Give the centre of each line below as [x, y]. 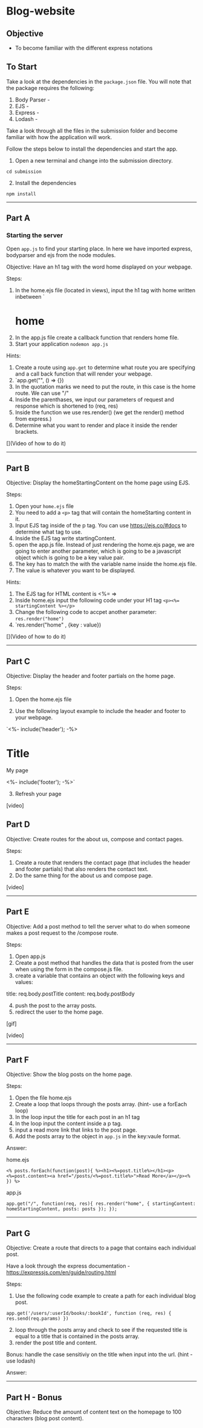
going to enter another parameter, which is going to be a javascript [98, 551]
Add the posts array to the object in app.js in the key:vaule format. [98, 1136]
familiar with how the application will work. [59, 137]
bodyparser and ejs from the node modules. [61, 255]
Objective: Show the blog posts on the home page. [69, 1074]
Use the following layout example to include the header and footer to [100, 711]
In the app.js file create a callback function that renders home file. [97, 337]
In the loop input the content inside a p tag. [69, 1124]
